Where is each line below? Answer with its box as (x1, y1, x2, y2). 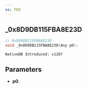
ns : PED (5, 7, 21, 12)
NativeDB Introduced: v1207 (5, 52, 63, 57)
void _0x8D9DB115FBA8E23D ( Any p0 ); (5, 43, 79, 48)
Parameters (5, 65, 42, 74)
